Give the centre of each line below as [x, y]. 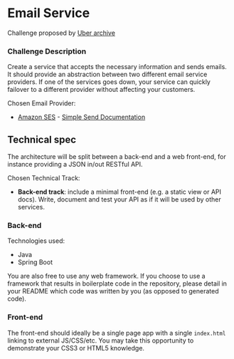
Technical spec [42, 139]
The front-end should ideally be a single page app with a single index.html [117, 333]
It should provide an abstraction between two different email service [107, 74]
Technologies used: [36, 241]
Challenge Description [47, 51]
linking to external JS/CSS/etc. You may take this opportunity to [101, 340]
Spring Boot [35, 262]
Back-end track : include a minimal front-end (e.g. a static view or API [119, 192]
